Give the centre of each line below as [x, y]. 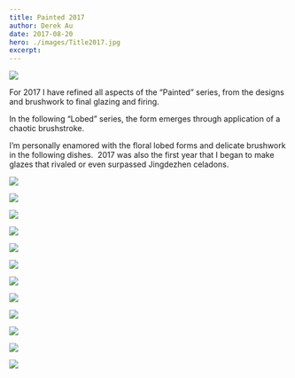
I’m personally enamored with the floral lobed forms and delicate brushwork [147, 146]
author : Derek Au [41, 26]
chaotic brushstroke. [47, 129]
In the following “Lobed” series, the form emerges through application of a [145, 119]
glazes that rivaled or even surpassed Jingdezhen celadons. [119, 164]
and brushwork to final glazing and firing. [84, 102]
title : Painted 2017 [47, 17]
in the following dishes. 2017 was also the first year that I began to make [142, 155]
